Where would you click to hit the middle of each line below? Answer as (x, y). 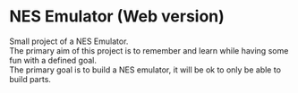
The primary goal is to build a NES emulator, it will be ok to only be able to (145, 70)
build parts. (30, 79)
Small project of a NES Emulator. (69, 41)
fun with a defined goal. (53, 60)
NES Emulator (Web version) (117, 17)
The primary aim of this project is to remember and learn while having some (149, 50)
